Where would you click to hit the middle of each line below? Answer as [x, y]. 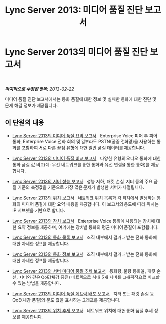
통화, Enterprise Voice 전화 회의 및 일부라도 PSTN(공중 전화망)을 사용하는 [84, 141]
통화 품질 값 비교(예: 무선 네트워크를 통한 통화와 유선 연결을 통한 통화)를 [81, 164]
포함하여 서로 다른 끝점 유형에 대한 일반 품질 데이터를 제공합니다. [83, 148]
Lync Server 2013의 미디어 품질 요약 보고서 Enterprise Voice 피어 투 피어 [85, 135]
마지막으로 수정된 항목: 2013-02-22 [40, 89]
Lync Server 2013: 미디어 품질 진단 [74, 10]
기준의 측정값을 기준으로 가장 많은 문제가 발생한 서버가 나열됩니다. [81, 187]
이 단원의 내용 [25, 122]
